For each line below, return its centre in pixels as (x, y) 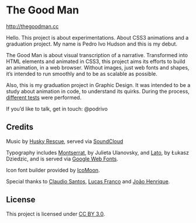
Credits (20, 127)
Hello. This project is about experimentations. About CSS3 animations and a (97, 37)
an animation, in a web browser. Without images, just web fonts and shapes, (98, 67)
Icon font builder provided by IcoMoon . (53, 170)
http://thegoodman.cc (32, 26)
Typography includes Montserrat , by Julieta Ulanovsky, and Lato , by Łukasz (97, 152)
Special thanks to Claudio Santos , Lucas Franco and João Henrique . (88, 181)
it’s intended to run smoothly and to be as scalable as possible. (82, 74)
